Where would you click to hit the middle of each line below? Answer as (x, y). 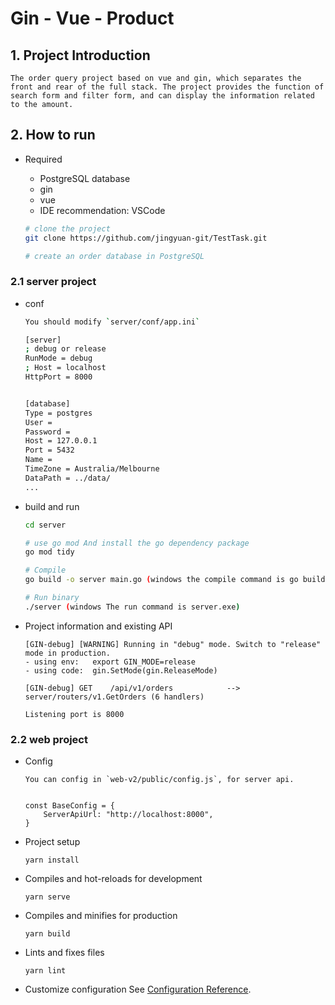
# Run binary (52, 598)
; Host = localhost (65, 368)
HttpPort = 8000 (58, 377)
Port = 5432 (49, 450)
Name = (38, 460)
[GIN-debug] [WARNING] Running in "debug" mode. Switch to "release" (173, 644)
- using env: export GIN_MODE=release (110, 662)
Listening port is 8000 (74, 714)
